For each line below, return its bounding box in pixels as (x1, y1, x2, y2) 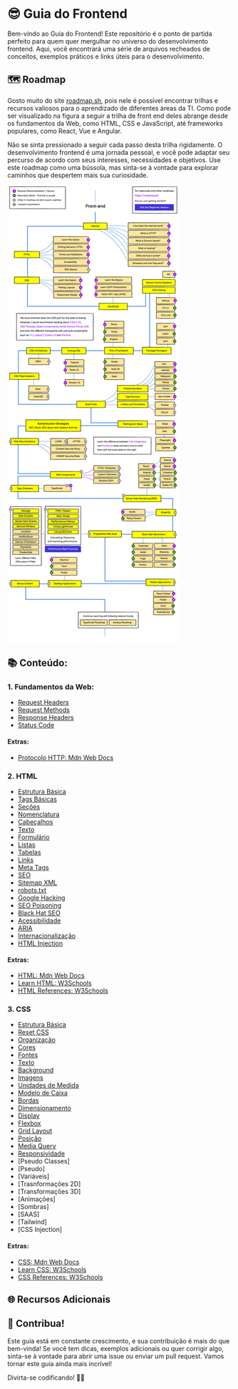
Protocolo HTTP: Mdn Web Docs (17, 753, 114, 762)
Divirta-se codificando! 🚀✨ (7, 1373, 86, 1382)
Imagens (17, 1073, 44, 1082)
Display (17, 1111, 41, 1120)
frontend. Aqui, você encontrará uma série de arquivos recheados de (7, 44, 210, 53)
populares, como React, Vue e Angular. (7, 126, 123, 135)
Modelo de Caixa (17, 1088, 68, 1098)
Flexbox (17, 1119, 41, 1128)
